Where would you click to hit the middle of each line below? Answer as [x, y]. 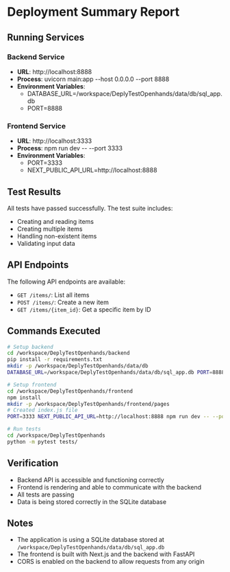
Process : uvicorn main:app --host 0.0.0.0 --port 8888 [93, 79]
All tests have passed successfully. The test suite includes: [90, 208]
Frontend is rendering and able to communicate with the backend [109, 487]
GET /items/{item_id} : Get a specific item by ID [84, 309]
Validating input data [46, 243]
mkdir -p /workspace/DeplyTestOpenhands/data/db [78, 366]
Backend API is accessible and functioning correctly [90, 480]
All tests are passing [46, 494]
